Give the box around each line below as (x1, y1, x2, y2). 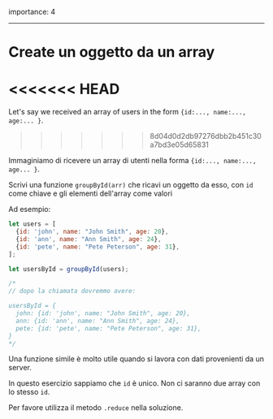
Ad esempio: (8, 205, 51, 214)
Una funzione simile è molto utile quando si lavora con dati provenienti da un (8, 354, 264, 364)
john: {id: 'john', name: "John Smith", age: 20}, (15, 309, 191, 317)
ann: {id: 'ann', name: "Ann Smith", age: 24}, (15, 317, 180, 325)
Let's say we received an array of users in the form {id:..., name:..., (8, 107, 246, 117)
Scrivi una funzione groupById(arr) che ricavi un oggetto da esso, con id (8, 180, 253, 190)
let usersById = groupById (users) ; (8, 265, 129, 273)
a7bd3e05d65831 (149, 140, 210, 149)
